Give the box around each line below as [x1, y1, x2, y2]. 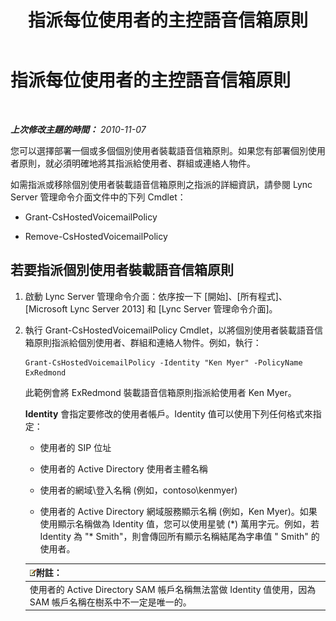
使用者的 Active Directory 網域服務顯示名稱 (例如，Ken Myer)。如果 [39, 505, 318, 517]
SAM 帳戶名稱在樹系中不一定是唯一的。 [29, 596, 192, 608]
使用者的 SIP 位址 [39, 441, 112, 453]
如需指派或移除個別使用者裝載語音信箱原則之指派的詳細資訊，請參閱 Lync [10, 178, 313, 190]
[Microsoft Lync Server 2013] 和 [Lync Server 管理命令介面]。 [24, 302, 278, 315]
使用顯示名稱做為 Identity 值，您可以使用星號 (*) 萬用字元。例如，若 [39, 517, 320, 530]
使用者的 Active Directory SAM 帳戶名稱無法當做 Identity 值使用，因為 [29, 583, 317, 595]
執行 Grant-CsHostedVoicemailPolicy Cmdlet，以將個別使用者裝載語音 [24, 324, 315, 336]
